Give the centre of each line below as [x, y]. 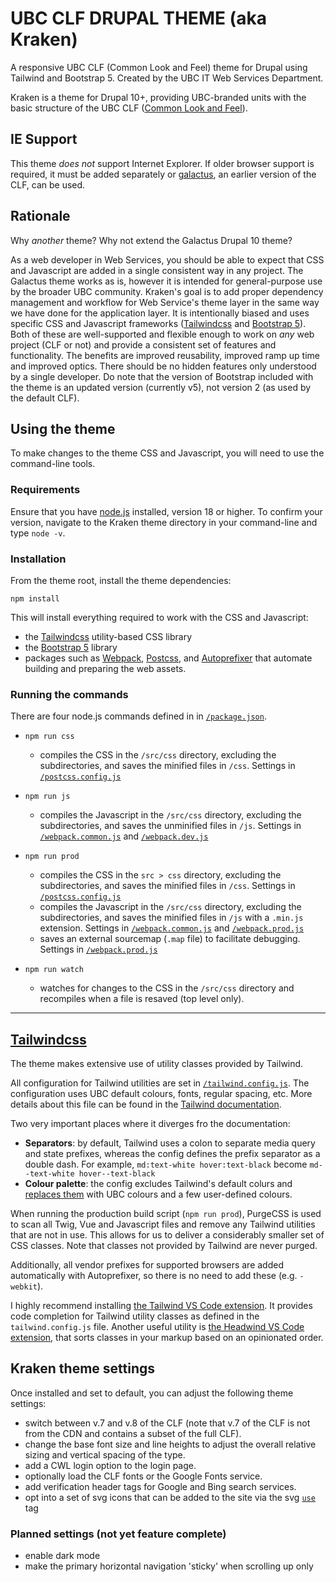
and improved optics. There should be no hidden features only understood [163, 366]
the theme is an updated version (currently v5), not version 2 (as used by [161, 387]
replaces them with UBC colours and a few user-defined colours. [158, 1194]
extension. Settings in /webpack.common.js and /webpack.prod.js [172, 928]
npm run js [47, 797]
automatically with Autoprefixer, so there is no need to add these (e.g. [154, 1276]
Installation [38, 559]
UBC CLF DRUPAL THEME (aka [138, 18]
